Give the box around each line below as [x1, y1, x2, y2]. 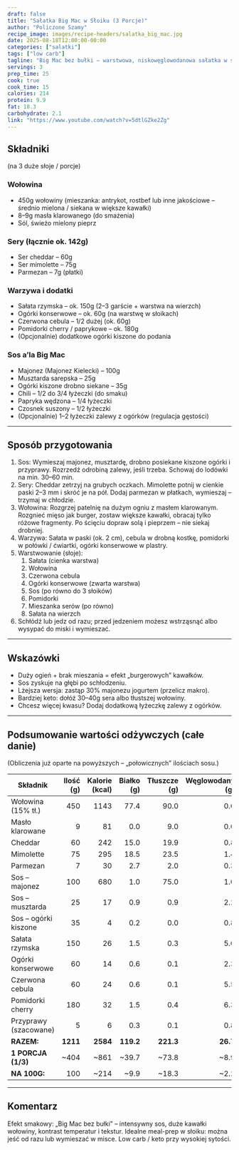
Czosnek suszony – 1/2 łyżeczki [17, 404, 112, 412]
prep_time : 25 [7, 70, 50, 77]
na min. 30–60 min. [17, 473, 75, 482]
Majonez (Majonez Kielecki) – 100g [17, 366, 121, 375]
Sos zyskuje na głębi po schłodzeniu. [17, 678, 127, 687]
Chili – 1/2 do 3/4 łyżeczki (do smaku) [17, 389, 128, 397]
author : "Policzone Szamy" [7, 24, 87, 31]
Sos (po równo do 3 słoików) [28, 586, 112, 596]
